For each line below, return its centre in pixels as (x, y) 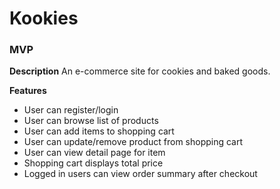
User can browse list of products (91, 121)
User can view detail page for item (94, 153)
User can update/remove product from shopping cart (133, 142)
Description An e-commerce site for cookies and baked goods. (140, 71)
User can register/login (71, 110)
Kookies (44, 18)
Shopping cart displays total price (93, 163)
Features (28, 91)
